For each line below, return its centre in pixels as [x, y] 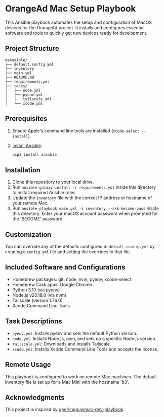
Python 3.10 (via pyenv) [36, 290]
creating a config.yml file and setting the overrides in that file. [68, 252]
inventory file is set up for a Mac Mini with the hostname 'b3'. [67, 382]
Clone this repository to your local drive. [53, 182]
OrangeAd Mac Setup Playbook [71, 9]
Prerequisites [26, 119]
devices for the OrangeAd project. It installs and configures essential [75, 27]
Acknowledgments [35, 397]
